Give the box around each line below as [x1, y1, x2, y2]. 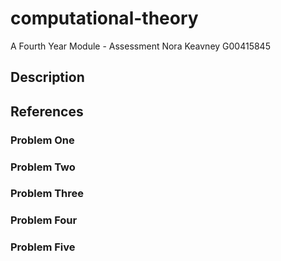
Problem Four [10, 213, 78, 227]
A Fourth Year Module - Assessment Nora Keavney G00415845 [10, 40, 271, 52]
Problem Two [10, 160, 76, 174]
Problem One [10, 133, 75, 147]
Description [10, 69, 85, 86]
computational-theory [10, 7, 199, 30]
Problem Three [10, 187, 85, 201]
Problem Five [10, 240, 76, 254]
